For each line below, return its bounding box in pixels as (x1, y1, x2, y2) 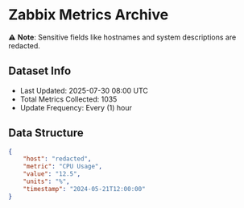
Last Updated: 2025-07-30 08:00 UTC (19, 85, 149, 95)
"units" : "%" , (23, 177, 70, 186)
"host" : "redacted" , (23, 155, 92, 163)
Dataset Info (8, 64, 72, 78)
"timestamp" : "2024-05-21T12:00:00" (23, 185, 147, 193)
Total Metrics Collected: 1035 (19, 94, 118, 104)
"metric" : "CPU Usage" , (23, 163, 103, 171)
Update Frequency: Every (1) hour (19, 102, 133, 112)
